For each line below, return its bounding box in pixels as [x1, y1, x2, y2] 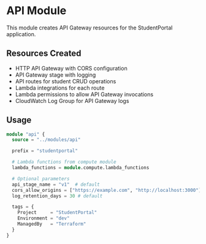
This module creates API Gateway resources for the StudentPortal [6, 24, 173, 31]
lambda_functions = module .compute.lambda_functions [12, 165, 150, 171]
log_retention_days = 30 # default [12, 193, 103, 199]
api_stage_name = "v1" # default [12, 181, 100, 188]
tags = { [12, 204, 34, 210]
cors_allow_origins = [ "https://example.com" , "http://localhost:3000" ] [12, 187, 202, 193]
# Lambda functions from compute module [12, 159, 116, 166]
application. [6, 30, 36, 37]
